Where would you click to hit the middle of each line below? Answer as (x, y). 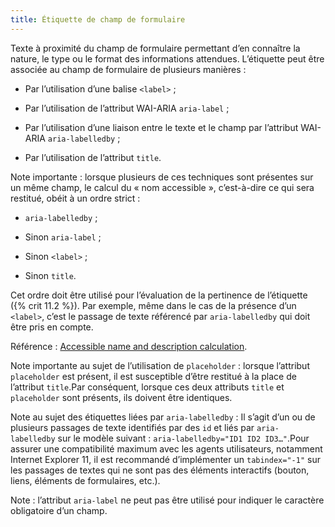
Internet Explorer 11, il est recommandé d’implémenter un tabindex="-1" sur (165, 459)
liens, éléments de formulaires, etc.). (85, 480)
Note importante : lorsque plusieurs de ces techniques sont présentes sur (162, 177)
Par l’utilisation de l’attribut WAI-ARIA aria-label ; (127, 108)
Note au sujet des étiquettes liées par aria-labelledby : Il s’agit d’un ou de (163, 417)
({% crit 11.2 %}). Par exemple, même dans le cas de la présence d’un (153, 305)
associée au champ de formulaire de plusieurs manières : (128, 69)
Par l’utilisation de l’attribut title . (93, 157)
